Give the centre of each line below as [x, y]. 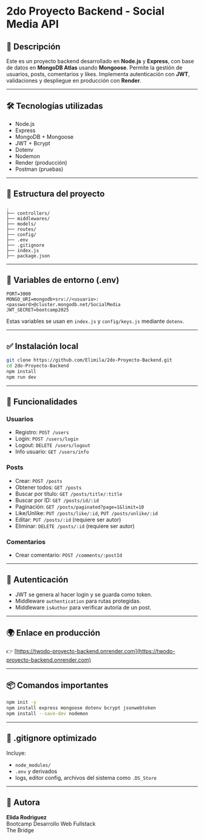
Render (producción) [41, 162]
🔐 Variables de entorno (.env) [63, 280]
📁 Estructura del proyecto [56, 194]
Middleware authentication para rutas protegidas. [78, 601]
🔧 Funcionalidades [42, 402]
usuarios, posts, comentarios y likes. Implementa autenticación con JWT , [98, 74]
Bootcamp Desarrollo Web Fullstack [51, 824]
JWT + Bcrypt [32, 143]
